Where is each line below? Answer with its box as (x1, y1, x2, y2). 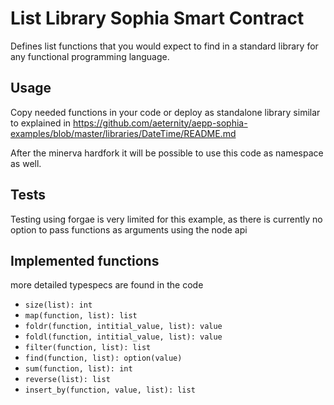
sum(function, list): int (24, 364, 133, 374)
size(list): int (24, 300, 93, 311)
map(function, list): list (24, 311, 138, 321)
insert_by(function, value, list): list (24, 385, 196, 396)
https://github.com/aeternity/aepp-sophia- (73, 117, 248, 129)
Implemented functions (10, 252, 160, 269)
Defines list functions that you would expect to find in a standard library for (10, 40, 319, 52)
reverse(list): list (24, 375, 111, 385)
